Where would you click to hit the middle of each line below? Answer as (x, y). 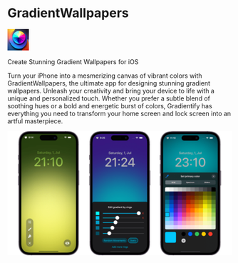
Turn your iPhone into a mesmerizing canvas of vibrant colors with (105, 76)
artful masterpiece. (35, 121)
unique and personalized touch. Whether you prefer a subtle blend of (109, 98)
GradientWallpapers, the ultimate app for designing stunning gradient (109, 83)
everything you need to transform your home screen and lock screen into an (119, 113)
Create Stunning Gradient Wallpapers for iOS (73, 61)
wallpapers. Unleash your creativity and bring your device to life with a (111, 91)
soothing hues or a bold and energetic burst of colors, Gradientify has (110, 105)
